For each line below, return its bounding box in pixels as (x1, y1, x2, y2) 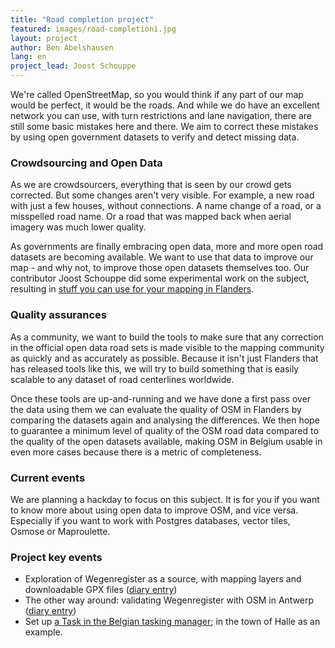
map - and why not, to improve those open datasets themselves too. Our (10, 262, 310, 274)
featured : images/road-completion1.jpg (10, 24, 177, 34)
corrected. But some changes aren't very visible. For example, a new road (10, 189, 315, 201)
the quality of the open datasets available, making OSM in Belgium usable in (10, 435, 323, 447)
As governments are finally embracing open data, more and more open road (10, 241, 324, 253)
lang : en (10, 52, 47, 62)
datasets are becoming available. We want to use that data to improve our (10, 251, 314, 263)
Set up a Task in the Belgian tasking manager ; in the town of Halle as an (24, 616, 321, 628)
